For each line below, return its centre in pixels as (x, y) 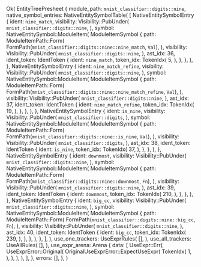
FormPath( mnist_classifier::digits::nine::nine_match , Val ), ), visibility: (97, 47)
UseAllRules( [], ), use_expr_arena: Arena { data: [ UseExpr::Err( (85, 245)
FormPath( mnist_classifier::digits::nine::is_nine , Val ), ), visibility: (93, 137)
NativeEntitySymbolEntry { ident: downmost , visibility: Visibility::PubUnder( (97, 155)
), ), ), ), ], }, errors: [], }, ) (37, 258)
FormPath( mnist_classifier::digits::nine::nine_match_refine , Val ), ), (95, 92)
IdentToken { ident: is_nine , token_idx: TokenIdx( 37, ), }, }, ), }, (84, 149)
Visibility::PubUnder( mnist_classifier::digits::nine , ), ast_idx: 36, (91, 53)
